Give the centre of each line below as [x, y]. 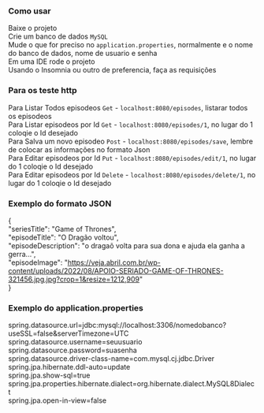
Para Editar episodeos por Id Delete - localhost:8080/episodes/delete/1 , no [132, 174]
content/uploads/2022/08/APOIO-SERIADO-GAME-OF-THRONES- [116, 270]
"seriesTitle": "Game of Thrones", [62, 229]
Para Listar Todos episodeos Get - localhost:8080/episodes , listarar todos [128, 107]
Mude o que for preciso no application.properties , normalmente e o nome [131, 45]
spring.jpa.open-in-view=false [58, 400]
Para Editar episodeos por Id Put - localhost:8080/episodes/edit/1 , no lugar [132, 158]
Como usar [30, 11]
